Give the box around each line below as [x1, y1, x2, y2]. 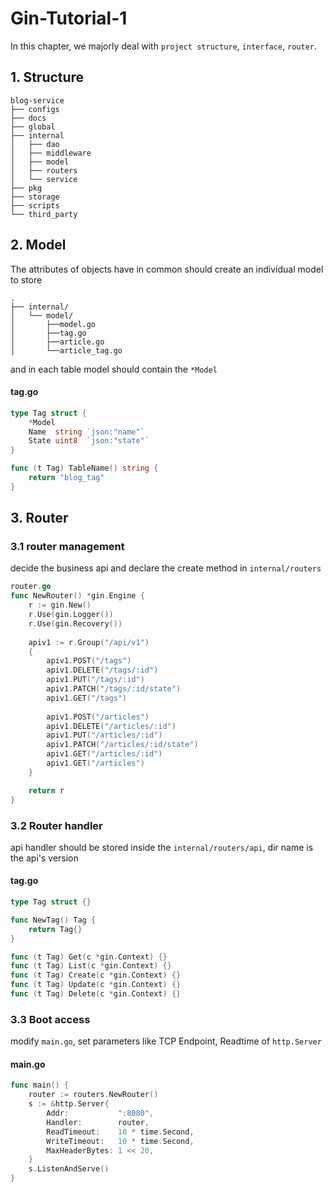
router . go [10, 582, 52, 592]
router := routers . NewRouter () [28, 1090, 159, 1100]
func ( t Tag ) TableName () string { [10, 463, 159, 474]
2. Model [10, 237, 67, 254]
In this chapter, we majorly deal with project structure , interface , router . [10, 40, 318, 52]
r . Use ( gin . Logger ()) [28, 610, 114, 620]
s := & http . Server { [28, 1099, 110, 1109]
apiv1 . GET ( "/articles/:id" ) [46, 749, 163, 759]
